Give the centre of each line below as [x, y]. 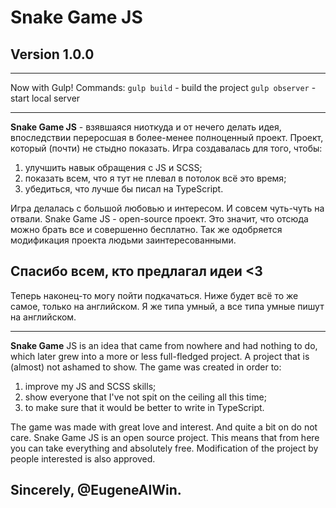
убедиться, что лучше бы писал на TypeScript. [124, 189]
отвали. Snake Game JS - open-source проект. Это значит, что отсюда [159, 219]
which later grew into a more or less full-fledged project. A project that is [160, 356]
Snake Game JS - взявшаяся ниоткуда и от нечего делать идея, [146, 127]
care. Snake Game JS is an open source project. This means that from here [165, 437]
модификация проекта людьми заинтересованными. [123, 240]
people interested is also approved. [83, 458]
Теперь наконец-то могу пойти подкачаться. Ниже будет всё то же [154, 295]
